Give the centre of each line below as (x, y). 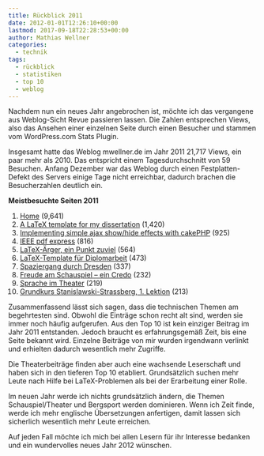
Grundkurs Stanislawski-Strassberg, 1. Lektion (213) (104, 292)
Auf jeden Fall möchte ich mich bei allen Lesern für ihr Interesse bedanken (129, 437)
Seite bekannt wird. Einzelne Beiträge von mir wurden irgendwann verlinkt (128, 341)
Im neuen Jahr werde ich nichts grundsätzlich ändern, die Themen (117, 397)
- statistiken (38, 74)
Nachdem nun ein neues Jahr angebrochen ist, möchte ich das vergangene (131, 111)
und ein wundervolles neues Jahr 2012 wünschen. (90, 445)
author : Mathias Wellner (49, 38)
